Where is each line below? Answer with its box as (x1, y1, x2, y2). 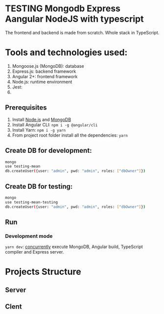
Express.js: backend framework (12, 68, 76, 74)
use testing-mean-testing (5, 200, 58, 204)
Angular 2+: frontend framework (12, 73, 78, 79)
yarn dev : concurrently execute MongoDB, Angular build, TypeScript (5, 244, 143, 250)
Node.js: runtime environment (12, 79, 72, 85)
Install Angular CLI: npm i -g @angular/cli (12, 121, 98, 128)
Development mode (5, 232, 53, 239)
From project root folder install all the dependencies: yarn (12, 132, 128, 138)
